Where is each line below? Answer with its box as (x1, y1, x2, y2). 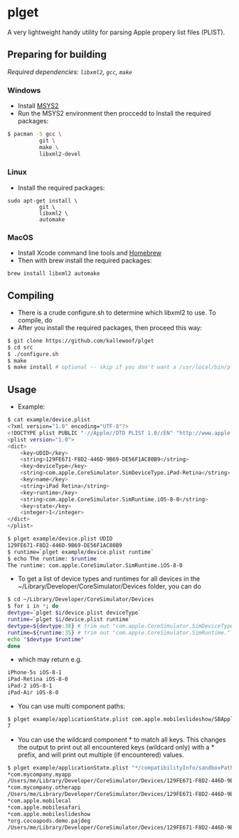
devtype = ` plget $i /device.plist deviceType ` (7, 609, 142, 617)
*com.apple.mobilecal (7, 797, 72, 804)
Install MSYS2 (17, 101, 59, 111)
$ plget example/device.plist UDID (7, 536, 113, 543)
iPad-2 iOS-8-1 (7, 683, 53, 690)
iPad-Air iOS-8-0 (7, 689, 59, 696)
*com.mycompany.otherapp (7, 784, 81, 792)
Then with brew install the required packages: (17, 256, 152, 265)
